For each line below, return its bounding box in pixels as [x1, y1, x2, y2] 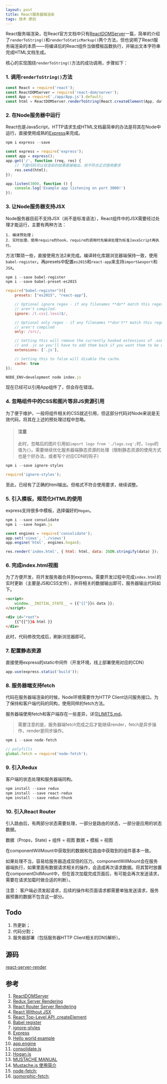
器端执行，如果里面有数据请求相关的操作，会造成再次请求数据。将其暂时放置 [5, 864, 162, 870]
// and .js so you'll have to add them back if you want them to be [14, 343, 159, 348]
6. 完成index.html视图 [5, 562, 58, 569]
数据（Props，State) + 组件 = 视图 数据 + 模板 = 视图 [5, 837, 113, 843]
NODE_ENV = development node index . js [5, 375, 81, 380]
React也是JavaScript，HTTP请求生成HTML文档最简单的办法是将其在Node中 [5, 124, 161, 130]
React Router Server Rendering [12, 1003, 76, 1009]
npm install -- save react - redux [5, 791, 72, 796]
